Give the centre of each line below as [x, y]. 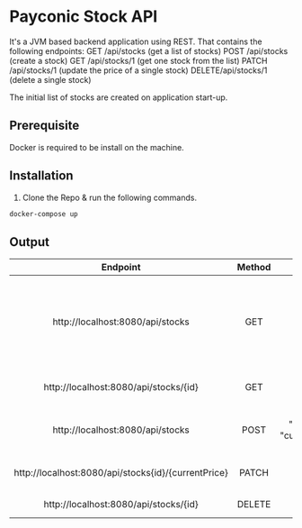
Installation [41, 176]
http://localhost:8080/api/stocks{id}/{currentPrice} [121, 473]
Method [254, 268]
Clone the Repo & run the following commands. [110, 197]
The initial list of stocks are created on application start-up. [119, 97]
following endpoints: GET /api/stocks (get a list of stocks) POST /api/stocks [149, 50]
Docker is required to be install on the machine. [97, 147]
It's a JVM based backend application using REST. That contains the [136, 41]
